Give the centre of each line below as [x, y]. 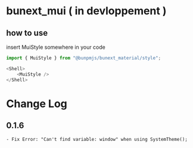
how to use [27, 33]
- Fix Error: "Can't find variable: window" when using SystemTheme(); [97, 139]
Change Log [37, 104]
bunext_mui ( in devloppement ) [86, 11]
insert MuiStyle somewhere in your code [56, 47]
